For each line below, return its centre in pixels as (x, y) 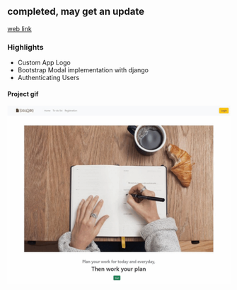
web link (19, 28)
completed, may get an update (76, 12)
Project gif (23, 94)
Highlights (25, 47)
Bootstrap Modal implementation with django (83, 70)
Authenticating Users (48, 78)
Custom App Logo (44, 62)
